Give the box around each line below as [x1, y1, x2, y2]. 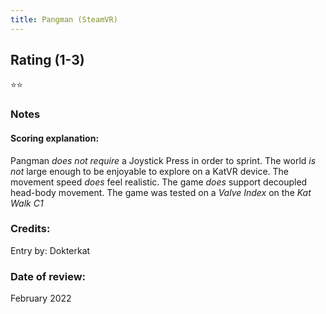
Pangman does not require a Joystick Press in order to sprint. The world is [10, 154, 317, 166]
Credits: [10, 222, 51, 236]
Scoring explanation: [10, 132, 100, 144]
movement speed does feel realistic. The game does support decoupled [10, 176, 308, 188]
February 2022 [10, 292, 72, 305]
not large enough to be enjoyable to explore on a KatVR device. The [10, 165, 290, 177]
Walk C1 [10, 197, 44, 209]
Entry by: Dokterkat [10, 244, 91, 256]
